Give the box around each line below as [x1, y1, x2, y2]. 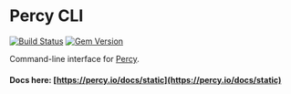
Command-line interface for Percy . [9, 53, 140, 64]
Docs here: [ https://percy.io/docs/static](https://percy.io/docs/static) [9, 74, 282, 85]
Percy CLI [9, 5, 84, 26]
